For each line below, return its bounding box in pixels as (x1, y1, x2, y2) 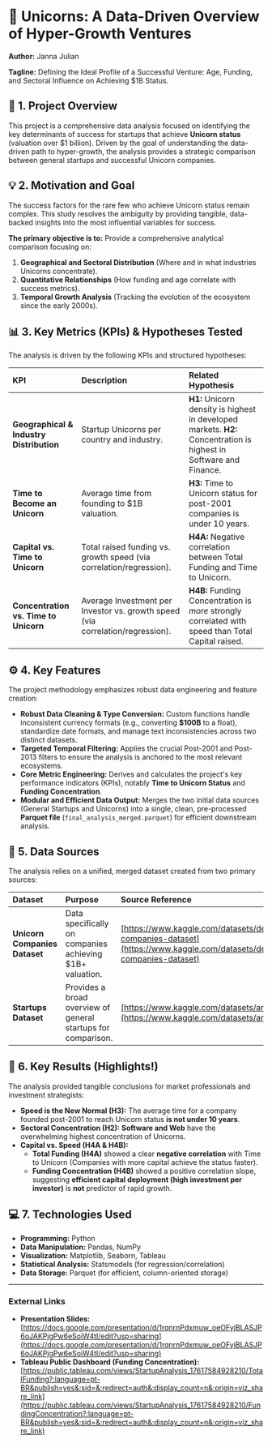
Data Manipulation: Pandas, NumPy (19, 1242, 142, 1252)
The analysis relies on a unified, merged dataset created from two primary (8, 867, 256, 876)
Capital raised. (189, 636, 244, 647)
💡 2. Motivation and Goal (8, 178, 135, 193)
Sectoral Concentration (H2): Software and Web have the (19, 1123, 216, 1133)
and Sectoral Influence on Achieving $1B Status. (8, 75, 168, 85)
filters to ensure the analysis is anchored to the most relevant (38, 752, 243, 762)
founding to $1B (81, 498, 143, 509)
